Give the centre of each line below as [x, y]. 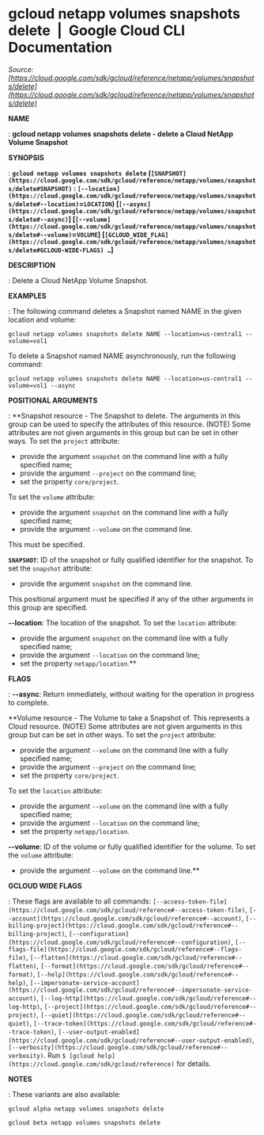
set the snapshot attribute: [50, 568]
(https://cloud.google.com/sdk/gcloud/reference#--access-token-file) [127, 910]
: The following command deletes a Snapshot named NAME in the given [125, 311]
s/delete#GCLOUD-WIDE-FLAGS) [56, 250]
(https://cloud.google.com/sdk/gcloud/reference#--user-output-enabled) [130, 1040]
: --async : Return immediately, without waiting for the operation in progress [131, 694]
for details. [194, 1064]
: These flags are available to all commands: [80, 901]
